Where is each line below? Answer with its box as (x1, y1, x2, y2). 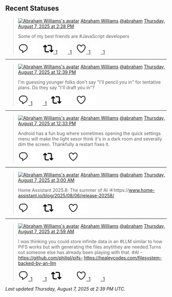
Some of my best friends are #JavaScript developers (17, 33, 130, 39)
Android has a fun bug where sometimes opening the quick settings (17, 130, 161, 136)
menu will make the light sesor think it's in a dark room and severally (17, 135, 162, 142)
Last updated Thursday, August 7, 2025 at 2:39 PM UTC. (5, 286, 125, 292)
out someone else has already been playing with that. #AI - (17, 249, 142, 255)
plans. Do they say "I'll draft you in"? (17, 84, 95, 90)
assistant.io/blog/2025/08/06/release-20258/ (17, 192, 114, 199)
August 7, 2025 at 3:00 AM (17, 177, 75, 183)
